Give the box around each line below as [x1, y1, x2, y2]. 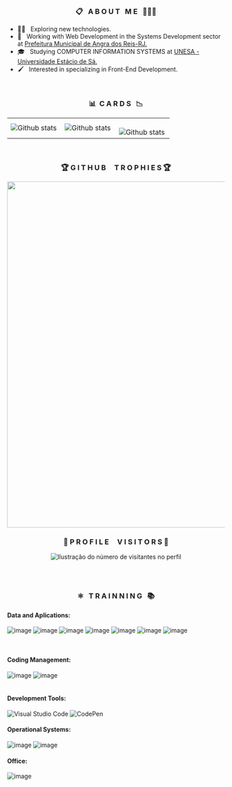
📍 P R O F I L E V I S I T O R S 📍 [63, 536, 169, 546]
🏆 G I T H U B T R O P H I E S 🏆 [61, 163, 171, 172]
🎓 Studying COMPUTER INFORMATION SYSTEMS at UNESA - [17, 48, 200, 56]
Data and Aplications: [7, 610, 70, 619]
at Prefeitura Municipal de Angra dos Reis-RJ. [17, 39, 147, 48]
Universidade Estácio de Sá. [17, 57, 98, 66]
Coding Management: [7, 655, 71, 664]
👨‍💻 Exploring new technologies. [17, 25, 112, 33]
